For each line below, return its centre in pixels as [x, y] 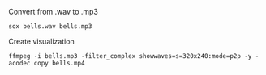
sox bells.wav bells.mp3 [50, 27]
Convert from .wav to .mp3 [54, 12]
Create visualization [41, 41]
